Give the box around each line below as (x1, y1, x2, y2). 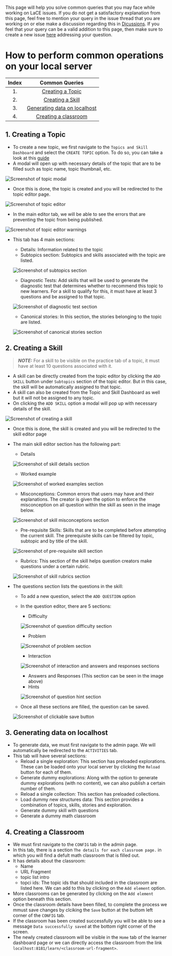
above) (28, 678, 43, 684)
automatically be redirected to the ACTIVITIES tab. (12, 747, 118, 754)
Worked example (20, 471, 56, 477)
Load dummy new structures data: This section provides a (20, 796, 144, 803)
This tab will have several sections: (12, 753, 87, 759)
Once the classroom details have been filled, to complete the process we (12, 902, 167, 908)
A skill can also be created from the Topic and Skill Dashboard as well (12, 389, 160, 395)
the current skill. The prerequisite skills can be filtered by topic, (20, 532, 154, 538)
